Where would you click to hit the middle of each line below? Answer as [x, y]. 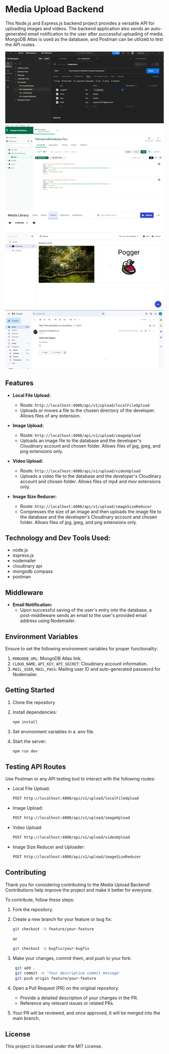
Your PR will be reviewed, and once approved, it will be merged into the [86, 1013]
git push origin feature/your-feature [56, 979]
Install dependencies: [35, 712]
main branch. [26, 1018]
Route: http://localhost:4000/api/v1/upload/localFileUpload [85, 405]
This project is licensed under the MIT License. [54, 1046]
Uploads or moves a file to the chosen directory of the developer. [88, 410]
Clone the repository [34, 702]
